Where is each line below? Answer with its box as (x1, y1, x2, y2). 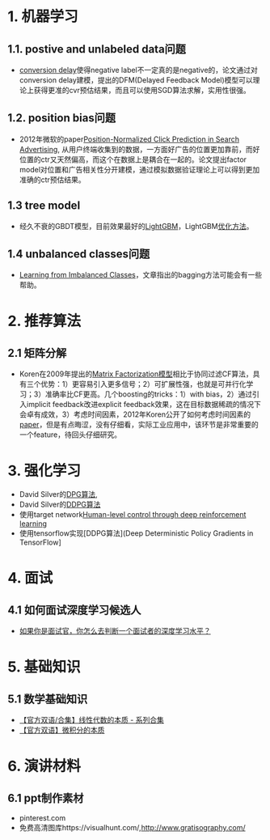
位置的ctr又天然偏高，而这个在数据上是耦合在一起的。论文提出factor (19, 155, 247, 164)
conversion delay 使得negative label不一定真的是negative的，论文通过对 (19, 66, 258, 74)
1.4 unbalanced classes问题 (7, 248, 150, 261)
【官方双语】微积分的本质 (19, 725, 105, 735)
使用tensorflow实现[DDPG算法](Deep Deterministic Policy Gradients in (19, 528, 254, 538)
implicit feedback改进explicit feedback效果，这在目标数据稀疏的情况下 (26, 400, 262, 409)
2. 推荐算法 (7, 312, 82, 330)
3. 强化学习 (7, 461, 82, 480)
